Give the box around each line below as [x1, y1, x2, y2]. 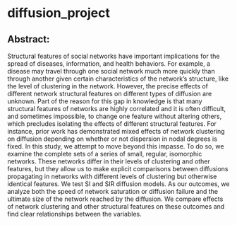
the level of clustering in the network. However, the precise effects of [7, 82, 209, 90]
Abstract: [7, 33, 50, 45]
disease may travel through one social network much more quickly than [7, 67, 215, 75]
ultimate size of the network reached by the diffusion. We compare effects [7, 195, 224, 203]
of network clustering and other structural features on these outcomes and [7, 202, 225, 210]
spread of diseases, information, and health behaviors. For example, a [7, 59, 210, 68]
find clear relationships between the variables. [7, 210, 142, 218]
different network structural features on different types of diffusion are [7, 90, 212, 98]
